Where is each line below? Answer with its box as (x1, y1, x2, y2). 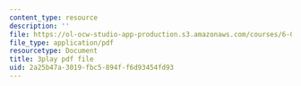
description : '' (9, 21, 70, 30)
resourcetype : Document (9, 47, 99, 56)
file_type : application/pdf (9, 38, 115, 47)
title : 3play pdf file (9, 55, 94, 64)
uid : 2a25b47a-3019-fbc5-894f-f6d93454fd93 (9, 64, 175, 73)
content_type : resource (9, 13, 99, 22)
